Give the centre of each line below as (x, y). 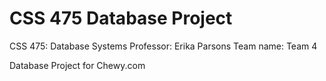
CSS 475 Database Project (121, 18)
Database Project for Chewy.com (77, 65)
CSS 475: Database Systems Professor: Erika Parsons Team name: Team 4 (163, 46)
